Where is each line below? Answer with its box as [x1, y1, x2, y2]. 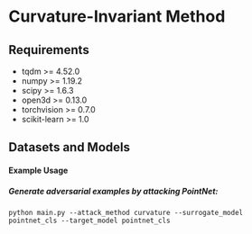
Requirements [8, 42, 89, 58]
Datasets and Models [8, 139, 131, 155]
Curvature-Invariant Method [8, 6, 226, 27]
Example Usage [8, 165, 69, 175]
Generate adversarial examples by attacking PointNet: [8, 185, 219, 196]
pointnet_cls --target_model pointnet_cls [8, 216, 171, 225]
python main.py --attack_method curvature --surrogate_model [8, 208, 244, 217]
